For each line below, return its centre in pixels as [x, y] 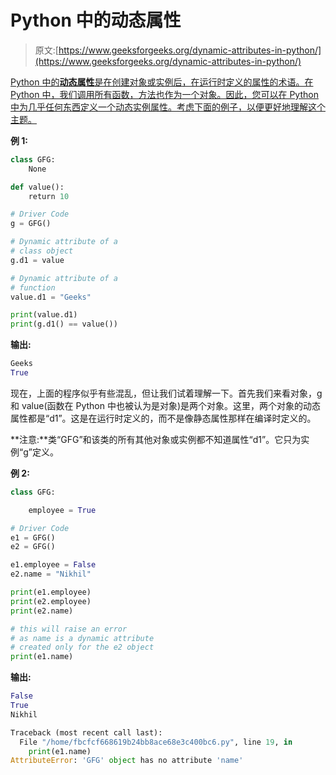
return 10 [49, 196]
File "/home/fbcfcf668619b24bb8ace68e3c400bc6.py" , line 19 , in [156, 742]
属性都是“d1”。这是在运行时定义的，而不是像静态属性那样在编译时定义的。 [163, 418]
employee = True [62, 510]
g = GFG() [31, 224]
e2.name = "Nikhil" [51, 574]
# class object [42, 251]
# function [33, 287]
